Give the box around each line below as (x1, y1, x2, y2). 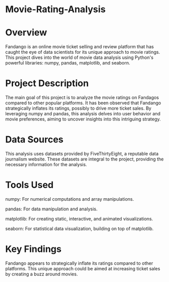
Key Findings (5, 243, 62, 255)
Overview (5, 27, 47, 39)
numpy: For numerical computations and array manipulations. (5, 196, 134, 202)
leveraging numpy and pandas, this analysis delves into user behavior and (5, 111, 161, 117)
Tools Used (5, 179, 54, 191)
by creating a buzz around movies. (5, 271, 78, 277)
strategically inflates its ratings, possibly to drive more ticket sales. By (5, 105, 152, 111)
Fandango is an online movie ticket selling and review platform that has (5, 44, 154, 50)
